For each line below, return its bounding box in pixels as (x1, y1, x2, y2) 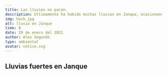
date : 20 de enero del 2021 (5, 30, 64, 35)
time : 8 (5, 26, 21, 31)
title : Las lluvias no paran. (5, 7, 68, 12)
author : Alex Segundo (5, 35, 50, 40)
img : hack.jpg (5, 16, 35, 21)
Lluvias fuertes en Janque (5, 62, 88, 71)
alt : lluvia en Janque (5, 21, 52, 26)
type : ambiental (5, 39, 39, 44)
